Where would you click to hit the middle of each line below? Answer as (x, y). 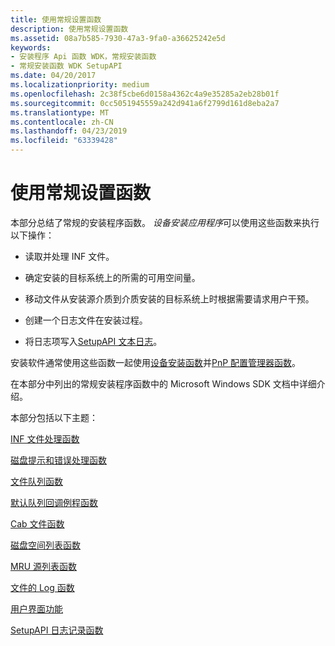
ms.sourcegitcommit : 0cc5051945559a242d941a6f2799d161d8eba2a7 (145, 103)
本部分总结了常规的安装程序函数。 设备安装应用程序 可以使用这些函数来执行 (165, 222)
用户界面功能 (36, 608)
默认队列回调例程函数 (54, 502)
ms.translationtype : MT (60, 112)
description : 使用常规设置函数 (69, 29)
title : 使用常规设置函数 (56, 19)
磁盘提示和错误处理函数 (58, 460)
